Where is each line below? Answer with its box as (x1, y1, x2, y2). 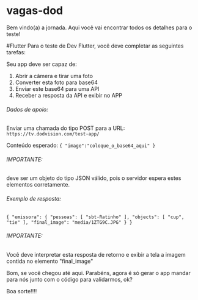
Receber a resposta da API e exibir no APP (15, 91, 123, 99)
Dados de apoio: (6, 105, 48, 113)
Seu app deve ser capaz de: (6, 60, 78, 68)
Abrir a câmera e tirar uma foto (15, 72, 94, 79)
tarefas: (6, 48, 26, 55)
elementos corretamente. (6, 181, 70, 188)
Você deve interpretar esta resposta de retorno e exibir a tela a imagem (6, 251, 186, 258)
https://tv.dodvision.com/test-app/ (6, 131, 100, 137)
